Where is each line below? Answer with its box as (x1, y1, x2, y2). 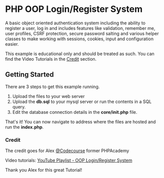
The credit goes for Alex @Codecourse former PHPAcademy (5, 148, 129, 154)
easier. (5, 41, 19, 47)
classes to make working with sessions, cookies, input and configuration (5, 36, 154, 42)
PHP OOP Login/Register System (5, 3, 143, 15)
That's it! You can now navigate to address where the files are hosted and (5, 118, 156, 125)
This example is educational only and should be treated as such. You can (5, 51, 155, 57)
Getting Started (5, 71, 54, 79)
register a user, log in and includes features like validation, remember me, (5, 25, 156, 31)
